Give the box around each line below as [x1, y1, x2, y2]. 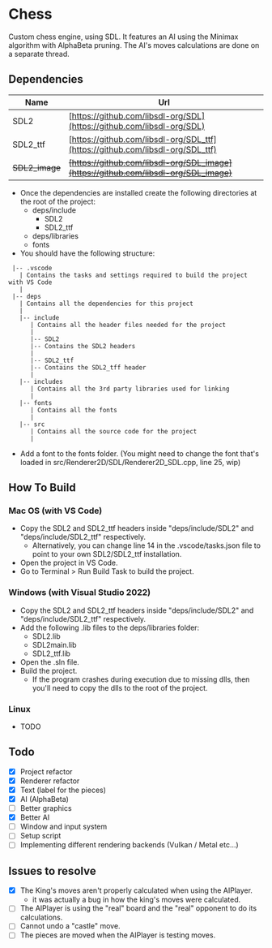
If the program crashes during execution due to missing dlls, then [32, 674, 250, 684]
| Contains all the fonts [29, 406, 117, 414]
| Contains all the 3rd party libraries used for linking [29, 385, 230, 393]
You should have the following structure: [19, 248, 155, 258]
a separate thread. [8, 49, 70, 58]
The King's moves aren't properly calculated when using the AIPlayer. [19, 886, 253, 895]
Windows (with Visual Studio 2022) [8, 587, 151, 598]
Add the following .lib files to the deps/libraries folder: [19, 623, 200, 632]
